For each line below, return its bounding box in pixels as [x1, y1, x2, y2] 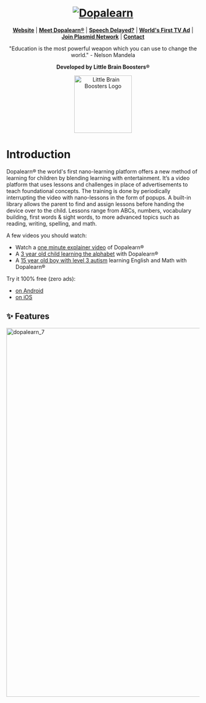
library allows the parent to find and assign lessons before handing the [6, 200, 185, 208]
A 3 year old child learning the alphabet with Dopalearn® [15, 250, 158, 257]
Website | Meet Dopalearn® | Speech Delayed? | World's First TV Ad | [12, 26, 194, 34]
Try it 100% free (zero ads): [6, 275, 76, 282]
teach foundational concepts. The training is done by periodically [6, 187, 170, 194]
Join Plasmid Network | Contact [61, 32, 145, 40]
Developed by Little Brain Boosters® [56, 63, 150, 70]
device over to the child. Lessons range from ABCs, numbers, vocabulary [6, 207, 192, 214]
